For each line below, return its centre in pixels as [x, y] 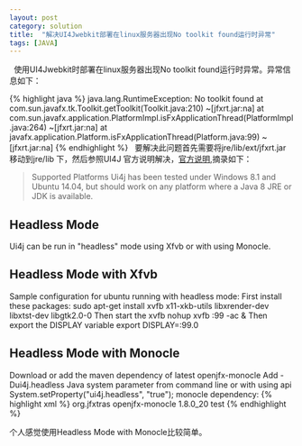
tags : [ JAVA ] [34, 43]
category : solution [46, 26]
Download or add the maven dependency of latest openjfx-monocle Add [144, 375]
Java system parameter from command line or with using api [179, 385]
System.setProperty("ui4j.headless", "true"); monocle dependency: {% [141, 394]
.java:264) [28, 128]
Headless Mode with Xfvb [83, 274]
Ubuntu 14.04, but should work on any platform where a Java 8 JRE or [161, 187]
